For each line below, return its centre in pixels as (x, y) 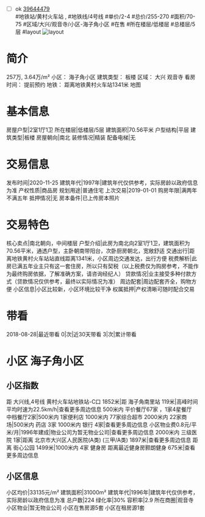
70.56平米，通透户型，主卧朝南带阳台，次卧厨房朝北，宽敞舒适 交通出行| (98, 251)
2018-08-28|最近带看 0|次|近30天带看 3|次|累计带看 (71, 334)
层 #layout (28, 32)
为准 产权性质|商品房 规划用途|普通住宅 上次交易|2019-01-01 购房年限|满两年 (102, 190)
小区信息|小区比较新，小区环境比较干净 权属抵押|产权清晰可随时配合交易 (104, 289)
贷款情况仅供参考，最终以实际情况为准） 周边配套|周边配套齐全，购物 (104, 281)
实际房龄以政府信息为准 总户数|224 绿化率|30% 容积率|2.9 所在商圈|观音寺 (100, 500)
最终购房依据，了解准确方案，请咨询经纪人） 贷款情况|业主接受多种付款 (101, 274)
